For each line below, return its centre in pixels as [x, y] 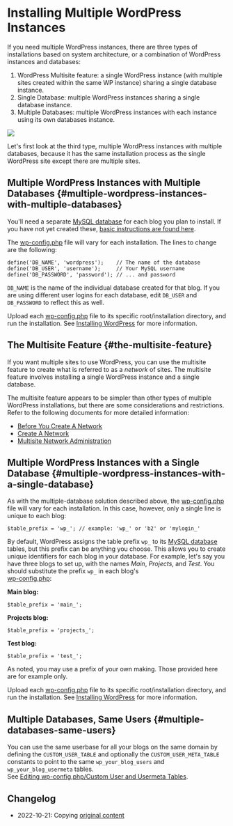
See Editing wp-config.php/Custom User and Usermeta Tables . [98, 777]
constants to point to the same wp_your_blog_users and [86, 762]
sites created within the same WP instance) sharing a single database [117, 82]
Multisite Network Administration [64, 441]
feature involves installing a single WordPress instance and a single [103, 377]
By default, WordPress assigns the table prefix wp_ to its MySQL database [112, 542]
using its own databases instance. [66, 119]
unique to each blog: [37, 516]
